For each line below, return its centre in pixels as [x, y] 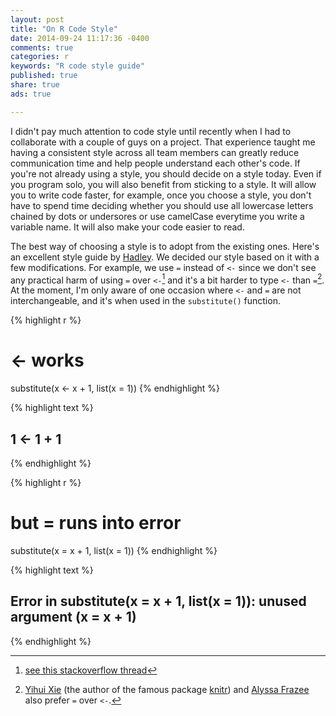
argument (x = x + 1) [73, 617]
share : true [35, 85]
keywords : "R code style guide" [77, 66]
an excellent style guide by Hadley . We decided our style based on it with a [165, 257]
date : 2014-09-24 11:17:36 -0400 [80, 38]
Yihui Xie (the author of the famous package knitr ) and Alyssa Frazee [167, 689]
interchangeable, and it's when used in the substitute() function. [145, 301]
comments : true [42, 47]
